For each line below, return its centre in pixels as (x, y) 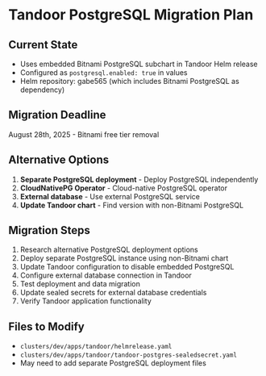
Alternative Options (59, 160)
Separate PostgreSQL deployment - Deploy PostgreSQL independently (139, 179)
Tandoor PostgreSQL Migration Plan (131, 15)
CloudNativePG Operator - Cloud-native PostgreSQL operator (124, 188)
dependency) (42, 90)
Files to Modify (46, 326)
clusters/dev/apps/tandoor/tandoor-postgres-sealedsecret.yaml (129, 355)
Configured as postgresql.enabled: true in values (104, 73)
